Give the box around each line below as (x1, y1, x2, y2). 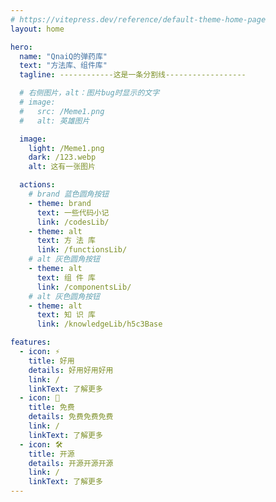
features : (10, 337, 52, 348)
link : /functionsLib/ (36, 245, 128, 255)
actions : (19, 180, 56, 190)
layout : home (10, 24, 65, 34)
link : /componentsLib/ (36, 282, 132, 292)
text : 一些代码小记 (36, 207, 110, 218)
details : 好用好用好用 (28, 365, 114, 375)
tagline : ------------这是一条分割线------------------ (19, 70, 247, 80)
